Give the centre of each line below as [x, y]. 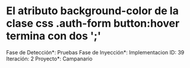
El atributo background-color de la [93, 11]
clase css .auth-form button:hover [93, 23]
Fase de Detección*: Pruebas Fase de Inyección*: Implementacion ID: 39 [95, 52]
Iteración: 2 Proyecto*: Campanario [50, 59]
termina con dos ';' [54, 36]
